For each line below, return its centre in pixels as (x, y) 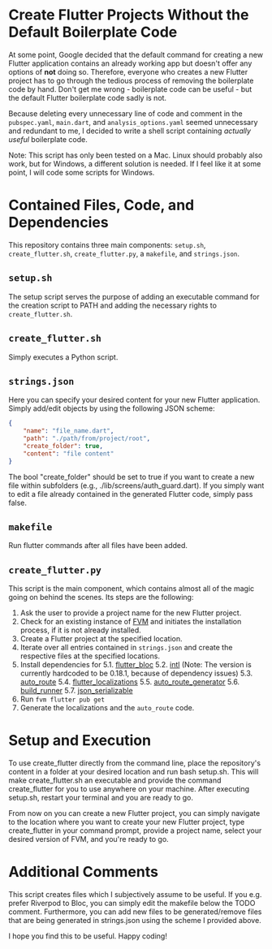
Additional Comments (83, 872)
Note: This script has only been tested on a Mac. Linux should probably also (136, 155)
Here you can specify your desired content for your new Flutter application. (134, 400)
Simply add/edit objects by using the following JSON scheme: (112, 408)
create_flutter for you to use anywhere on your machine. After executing (129, 789)
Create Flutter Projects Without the (129, 15)
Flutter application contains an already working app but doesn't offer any (130, 63)
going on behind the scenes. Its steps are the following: (101, 597)
